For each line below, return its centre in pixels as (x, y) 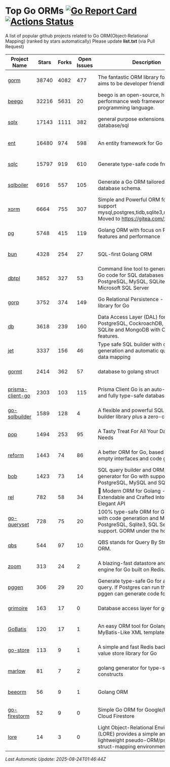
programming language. (126, 108)
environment (152, 746)
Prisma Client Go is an (124, 389)
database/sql (113, 125)
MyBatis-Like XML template (131, 632)
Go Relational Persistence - (131, 299)
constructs (111, 674)
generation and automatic (129, 350)
